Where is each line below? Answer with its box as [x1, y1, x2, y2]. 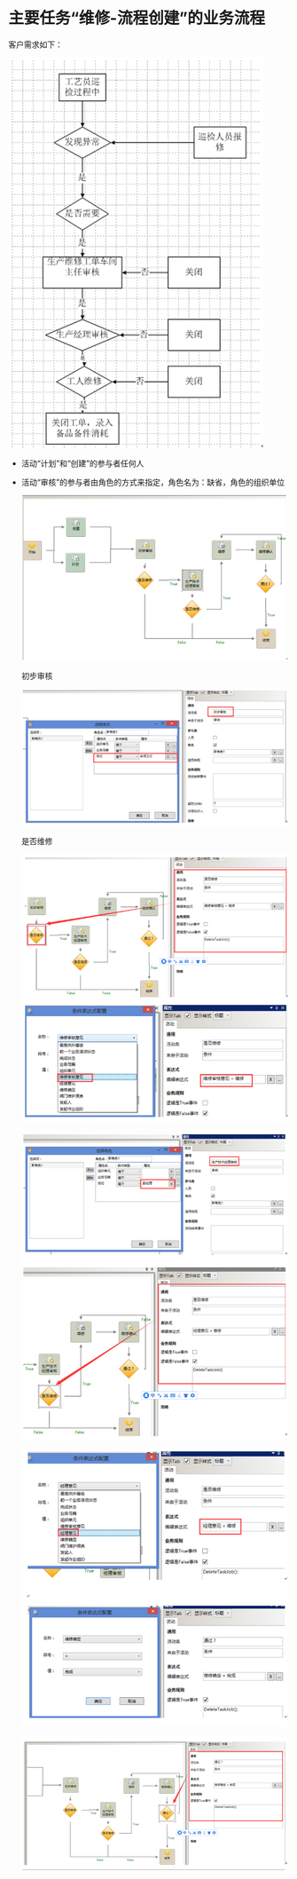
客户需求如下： [8, 39, 63, 50]
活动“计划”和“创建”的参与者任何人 [20, 458, 145, 469]
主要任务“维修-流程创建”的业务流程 [8, 8, 266, 28]
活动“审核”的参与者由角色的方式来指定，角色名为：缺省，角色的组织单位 [20, 477, 285, 487]
